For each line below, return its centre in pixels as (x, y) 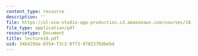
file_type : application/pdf (41, 28)
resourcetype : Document (35, 33)
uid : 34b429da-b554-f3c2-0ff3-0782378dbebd (60, 44)
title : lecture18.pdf (33, 38)
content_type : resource (35, 11)
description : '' (26, 17)
